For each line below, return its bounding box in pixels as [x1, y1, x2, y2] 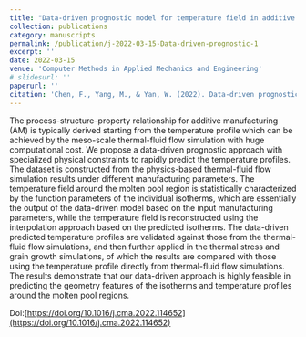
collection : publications [9, 22, 107, 31]
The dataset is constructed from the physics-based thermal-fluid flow [9, 163, 271, 174]
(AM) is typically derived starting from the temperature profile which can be [9, 124, 293, 135]
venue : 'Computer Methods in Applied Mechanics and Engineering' [9, 65, 262, 74]
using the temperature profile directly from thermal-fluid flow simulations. [9, 260, 285, 271]
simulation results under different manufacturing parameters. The [9, 173, 255, 184]
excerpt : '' [9, 47, 55, 57]
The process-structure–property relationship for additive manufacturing [9, 115, 279, 126]
